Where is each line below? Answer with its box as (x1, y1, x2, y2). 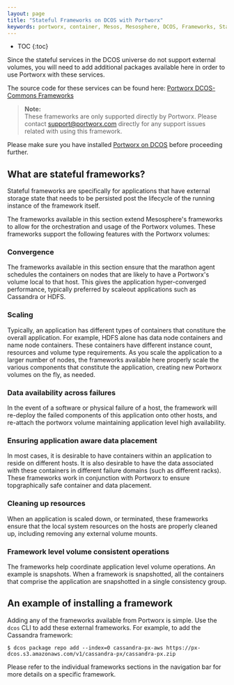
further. (7, 148, 29, 157)
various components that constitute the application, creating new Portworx (7, 363, 222, 371)
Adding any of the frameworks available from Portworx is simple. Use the (7, 616, 217, 624)
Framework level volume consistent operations (7, 546, 169, 556)
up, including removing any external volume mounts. (7, 529, 158, 537)
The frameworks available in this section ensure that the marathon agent (7, 263, 215, 272)
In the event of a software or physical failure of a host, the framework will (7, 403, 217, 412)
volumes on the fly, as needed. (7, 370, 95, 378)
